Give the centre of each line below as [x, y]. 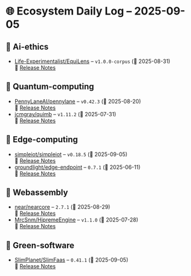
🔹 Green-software [40, 245]
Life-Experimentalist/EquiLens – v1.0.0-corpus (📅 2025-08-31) [92, 61]
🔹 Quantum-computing [50, 87]
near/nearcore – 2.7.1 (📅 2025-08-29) [62, 207]
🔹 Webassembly [37, 193]
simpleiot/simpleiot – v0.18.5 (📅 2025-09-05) [71, 154]
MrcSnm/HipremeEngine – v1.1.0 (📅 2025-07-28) [76, 220]
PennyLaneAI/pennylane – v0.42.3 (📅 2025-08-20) [78, 101]
